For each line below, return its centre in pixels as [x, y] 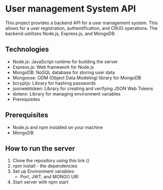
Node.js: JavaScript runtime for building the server [65, 62]
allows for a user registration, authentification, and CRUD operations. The [82, 28]
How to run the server [40, 148]
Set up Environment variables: [44, 171]
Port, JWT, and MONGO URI [49, 177]
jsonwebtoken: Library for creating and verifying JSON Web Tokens [83, 88]
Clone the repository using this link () [51, 161]
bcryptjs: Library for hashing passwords [54, 83]
